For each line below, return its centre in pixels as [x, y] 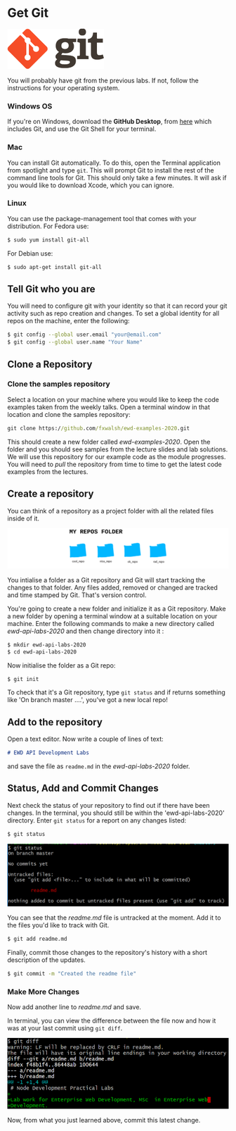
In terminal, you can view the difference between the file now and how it [112, 1020]
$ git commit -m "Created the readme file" [72, 973]
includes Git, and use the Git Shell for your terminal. [82, 129]
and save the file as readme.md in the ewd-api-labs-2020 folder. [99, 766]
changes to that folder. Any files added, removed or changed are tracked [112, 587]
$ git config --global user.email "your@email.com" [84, 335]
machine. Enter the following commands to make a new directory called [111, 623]
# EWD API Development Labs [48, 753]
